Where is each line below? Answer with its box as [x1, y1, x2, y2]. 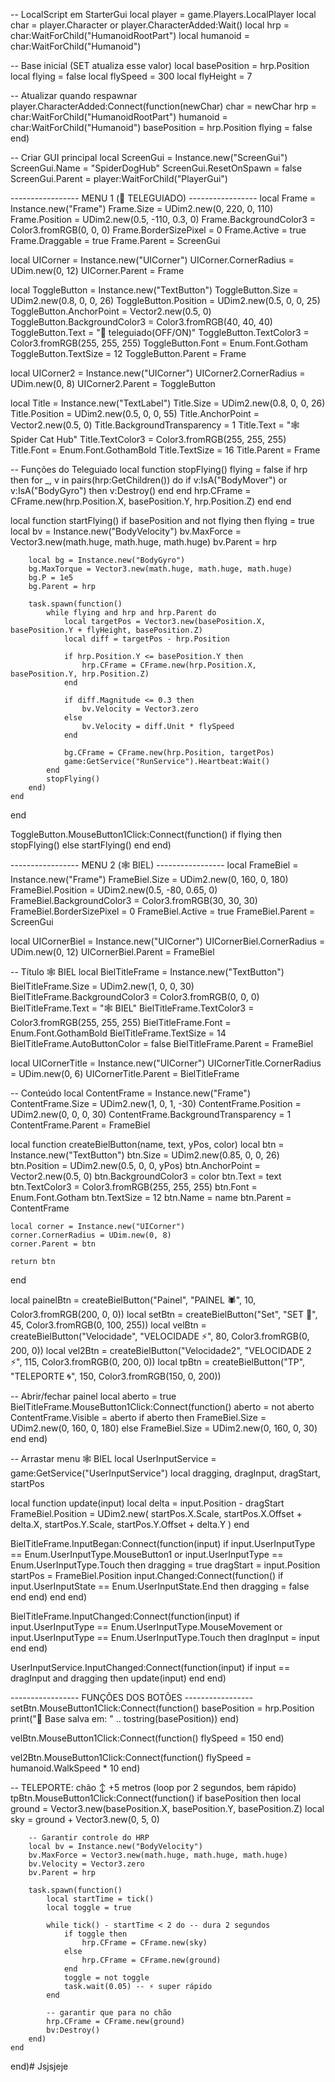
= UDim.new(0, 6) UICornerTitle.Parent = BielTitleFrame [10, 1068, 240, 1079]
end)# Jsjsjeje [10, 2060, 69, 2072]
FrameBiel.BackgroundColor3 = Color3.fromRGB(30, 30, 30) [10, 895, 258, 906]
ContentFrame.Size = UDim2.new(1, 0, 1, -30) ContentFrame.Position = [10, 1098, 302, 1109]
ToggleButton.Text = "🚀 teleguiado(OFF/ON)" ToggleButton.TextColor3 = [10, 327, 310, 338]
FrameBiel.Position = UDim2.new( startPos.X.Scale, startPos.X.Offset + [10, 1508, 303, 1519]
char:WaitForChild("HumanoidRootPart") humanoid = [10, 111, 228, 123]
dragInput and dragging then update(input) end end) [10, 1672, 227, 1684]
